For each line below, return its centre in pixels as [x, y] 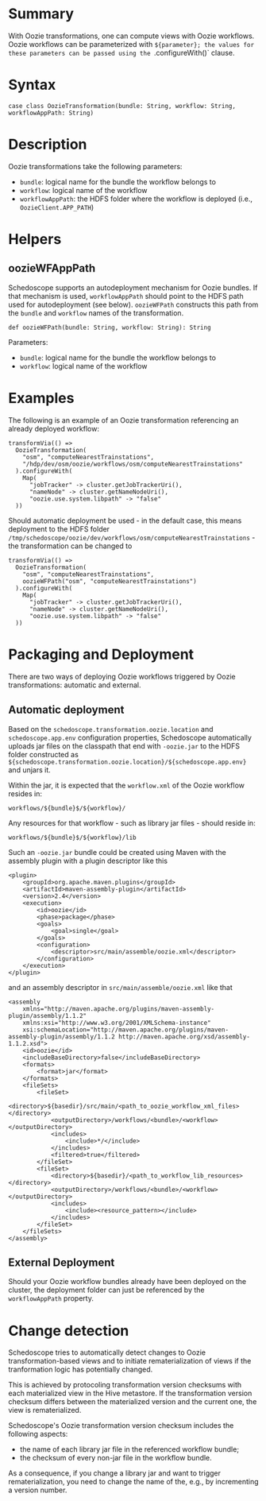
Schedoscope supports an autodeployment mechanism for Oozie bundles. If [133, 288]
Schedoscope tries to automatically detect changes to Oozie [107, 1352]
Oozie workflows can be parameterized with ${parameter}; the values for [131, 44]
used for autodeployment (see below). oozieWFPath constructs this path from [133, 304]
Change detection [69, 1331]
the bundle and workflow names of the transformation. [96, 313]
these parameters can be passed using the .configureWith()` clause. [121, 52]
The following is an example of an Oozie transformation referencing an [123, 420]
